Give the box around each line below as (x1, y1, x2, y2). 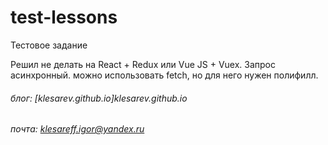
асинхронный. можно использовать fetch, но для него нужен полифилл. (10, 69, 319, 81)
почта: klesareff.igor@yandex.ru (10, 123, 145, 135)
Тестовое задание (10, 39, 88, 51)
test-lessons (10, 6, 118, 29)
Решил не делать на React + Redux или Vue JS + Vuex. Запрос (10, 58, 277, 70)
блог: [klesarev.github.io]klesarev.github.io (10, 92, 188, 104)
